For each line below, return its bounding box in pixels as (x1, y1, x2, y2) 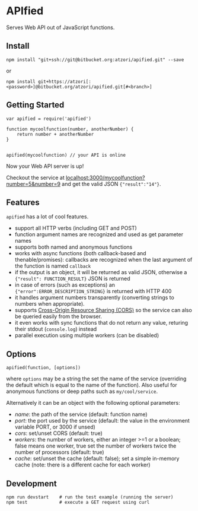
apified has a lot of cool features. (6, 213, 89, 220)
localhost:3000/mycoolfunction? (65, 174, 145, 181)
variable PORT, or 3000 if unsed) (14, 423, 96, 431)
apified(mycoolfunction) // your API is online (6, 152, 126, 158)
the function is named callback (14, 262, 91, 269)
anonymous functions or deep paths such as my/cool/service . (6, 388, 158, 395)
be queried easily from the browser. (14, 313, 103, 320)
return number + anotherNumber (17, 131, 94, 137)
